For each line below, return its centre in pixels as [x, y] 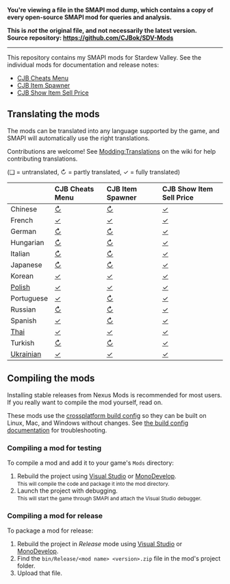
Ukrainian [26, 354]
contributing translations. [42, 159]
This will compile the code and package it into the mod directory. [93, 484]
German [23, 231]
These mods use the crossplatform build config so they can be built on [107, 415]
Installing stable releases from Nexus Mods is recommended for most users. [115, 395]
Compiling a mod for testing [54, 447]
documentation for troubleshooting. [57, 430]
